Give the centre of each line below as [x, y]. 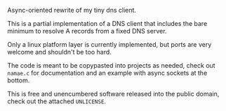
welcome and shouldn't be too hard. [60, 52]
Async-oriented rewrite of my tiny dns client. [72, 10]
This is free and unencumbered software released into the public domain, [113, 94]
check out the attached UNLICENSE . [57, 101]
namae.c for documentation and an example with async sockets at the [107, 73]
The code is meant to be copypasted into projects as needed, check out [111, 65]
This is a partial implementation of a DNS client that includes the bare [107, 23]
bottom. [19, 80]
